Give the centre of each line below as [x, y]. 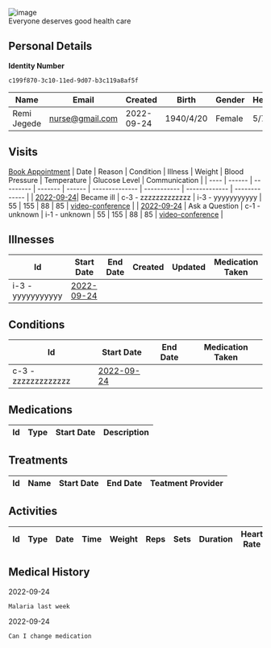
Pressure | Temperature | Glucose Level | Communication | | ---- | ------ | [130, 180]
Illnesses [31, 240]
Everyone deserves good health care [70, 21]
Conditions [37, 324]
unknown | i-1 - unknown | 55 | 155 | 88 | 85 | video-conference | [116, 214]
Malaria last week [39, 606]
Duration [216, 538]
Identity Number [36, 65]
